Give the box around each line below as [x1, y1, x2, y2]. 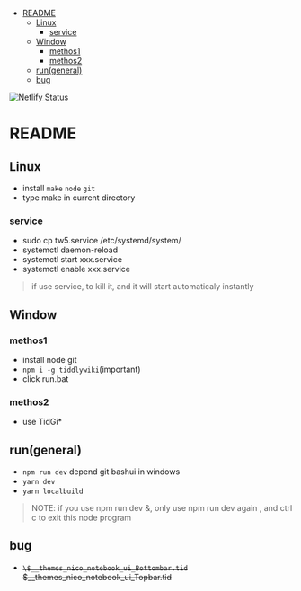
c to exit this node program [31, 512, 132, 524]
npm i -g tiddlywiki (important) [22, 364, 141, 375]
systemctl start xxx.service [22, 254, 123, 265]
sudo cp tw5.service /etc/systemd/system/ [22, 235, 181, 246]
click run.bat [22, 373, 69, 384]
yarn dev [22, 478, 56, 487]
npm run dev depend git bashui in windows [22, 466, 181, 477]
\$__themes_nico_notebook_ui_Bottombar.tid [22, 563, 189, 573]
